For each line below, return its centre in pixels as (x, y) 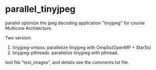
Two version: (18, 38)
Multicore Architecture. (29, 28)
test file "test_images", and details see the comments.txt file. (67, 62)
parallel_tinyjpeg (40, 9)
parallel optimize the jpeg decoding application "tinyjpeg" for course (75, 23)
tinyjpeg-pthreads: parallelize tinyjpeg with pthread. (65, 53)
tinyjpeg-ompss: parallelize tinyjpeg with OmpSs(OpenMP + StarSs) (82, 47)
